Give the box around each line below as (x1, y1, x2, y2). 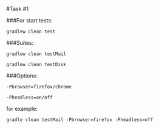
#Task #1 (6, 5, 29, 12)
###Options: (6, 72, 38, 79)
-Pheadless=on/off (6, 94, 53, 101)
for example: (6, 105, 38, 112)
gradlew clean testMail (6, 51, 67, 57)
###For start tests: (6, 17, 53, 24)
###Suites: (6, 39, 34, 46)
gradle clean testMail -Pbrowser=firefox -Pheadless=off (6, 117, 154, 123)
